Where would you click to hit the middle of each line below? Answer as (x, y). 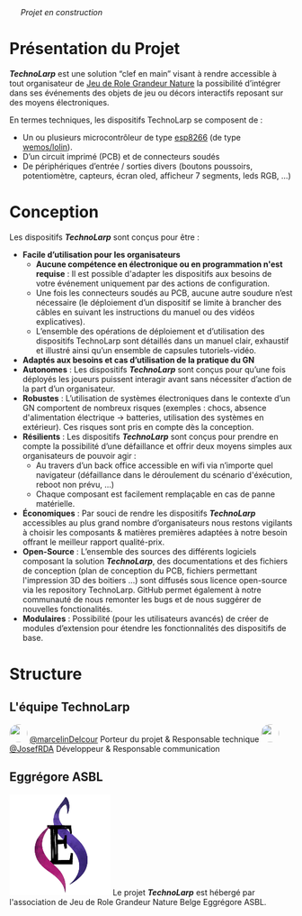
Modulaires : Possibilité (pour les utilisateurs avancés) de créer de (146, 618)
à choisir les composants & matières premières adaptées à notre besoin (155, 532)
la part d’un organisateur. (68, 389)
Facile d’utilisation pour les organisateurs (102, 254)
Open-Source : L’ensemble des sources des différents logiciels (139, 551)
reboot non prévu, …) (75, 484)
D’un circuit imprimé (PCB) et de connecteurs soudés (121, 156)
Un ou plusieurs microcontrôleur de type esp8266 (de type (131, 137)
